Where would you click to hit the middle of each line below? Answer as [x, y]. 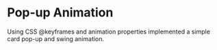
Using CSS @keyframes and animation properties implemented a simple [109, 32]
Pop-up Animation [60, 13]
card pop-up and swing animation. [56, 38]
